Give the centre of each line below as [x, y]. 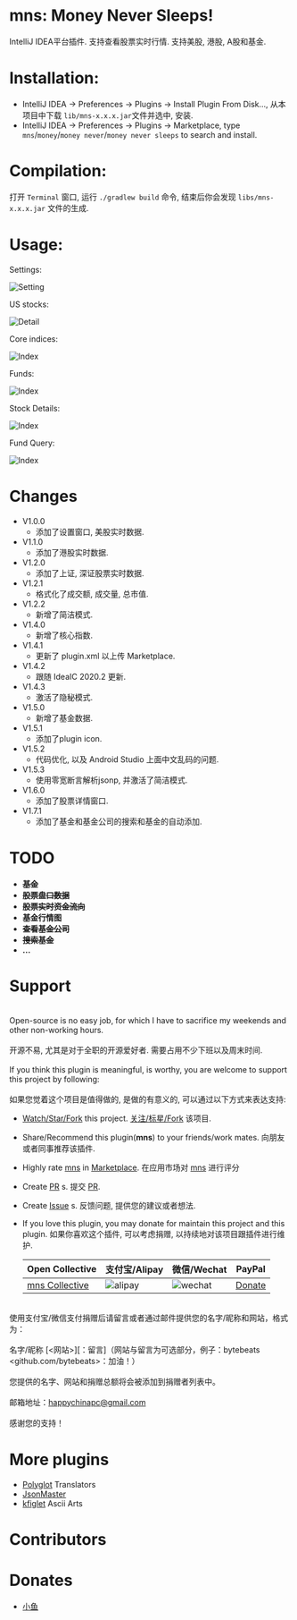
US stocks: [29, 304]
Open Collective [62, 1268]
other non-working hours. [57, 1030]
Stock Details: [35, 408]
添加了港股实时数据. [72, 552]
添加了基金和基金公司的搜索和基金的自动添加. [119, 821]
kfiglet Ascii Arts [52, 1503]
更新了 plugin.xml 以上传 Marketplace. [105, 656]
